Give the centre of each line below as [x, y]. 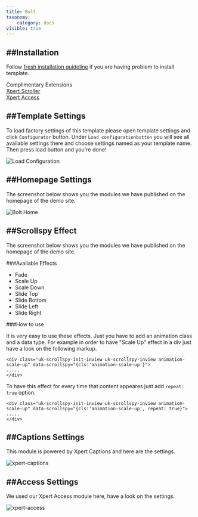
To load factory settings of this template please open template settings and [98, 130]
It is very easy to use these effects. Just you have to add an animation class [99, 336]
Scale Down [30, 287]
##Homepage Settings [49, 180]
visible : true [24, 28]
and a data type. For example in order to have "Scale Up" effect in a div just [99, 342]
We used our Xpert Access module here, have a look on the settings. [91, 496]
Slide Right [28, 312]
